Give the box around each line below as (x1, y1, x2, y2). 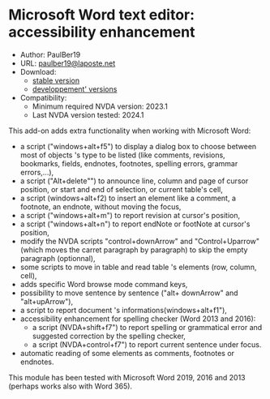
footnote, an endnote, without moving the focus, (19, 201, 182, 212)
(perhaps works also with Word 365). (8, 381, 132, 391)
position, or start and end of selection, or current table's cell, (19, 184, 223, 194)
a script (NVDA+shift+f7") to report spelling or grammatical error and (32, 322, 263, 332)
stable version (32, 75, 80, 85)
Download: (19, 66, 57, 76)
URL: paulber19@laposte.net (19, 58, 116, 68)
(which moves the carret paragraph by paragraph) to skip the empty (19, 245, 248, 255)
